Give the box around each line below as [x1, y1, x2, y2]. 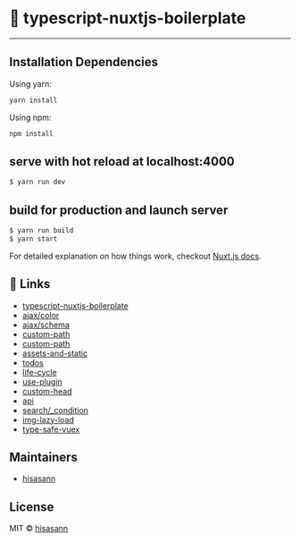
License [9, 499, 54, 514]
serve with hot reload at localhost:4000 [9, 154, 235, 169]
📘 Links [9, 276, 51, 292]
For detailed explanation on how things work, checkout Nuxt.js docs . [9, 250, 262, 261]
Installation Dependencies [9, 55, 159, 70]
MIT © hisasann [9, 523, 69, 534]
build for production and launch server [9, 202, 229, 217]
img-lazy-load [21, 414, 74, 425]
